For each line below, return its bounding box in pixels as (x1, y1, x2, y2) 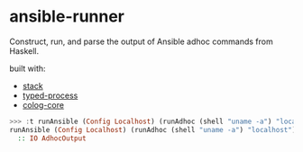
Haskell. (9, 45, 40, 56)
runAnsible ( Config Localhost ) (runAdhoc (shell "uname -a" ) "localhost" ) (9, 125, 297, 134)
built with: (9, 63, 47, 74)
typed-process (22, 90, 78, 101)
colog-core (22, 99, 65, 110)
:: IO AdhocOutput (17, 133, 87, 143)
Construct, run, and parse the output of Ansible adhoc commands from (9, 36, 273, 47)
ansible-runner (9, 6, 124, 27)
